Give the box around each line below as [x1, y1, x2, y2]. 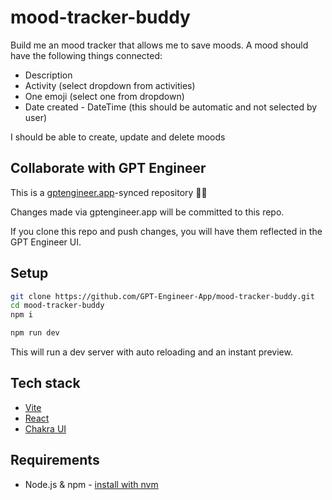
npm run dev [10, 328, 60, 338]
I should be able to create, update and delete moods [10, 131, 226, 143]
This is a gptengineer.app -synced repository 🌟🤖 [10, 186, 208, 198]
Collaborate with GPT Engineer [10, 160, 207, 177]
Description [24, 69, 73, 81]
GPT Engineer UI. [10, 236, 82, 248]
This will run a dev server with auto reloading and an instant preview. [10, 346, 293, 358]
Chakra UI [24, 422, 67, 435]
